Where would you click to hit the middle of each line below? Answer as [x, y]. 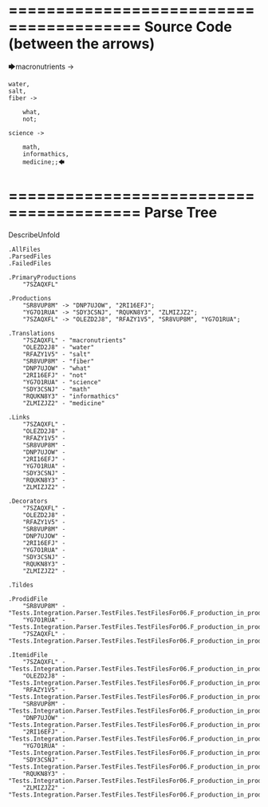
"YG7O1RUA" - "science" [62, 382]
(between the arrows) [82, 44]
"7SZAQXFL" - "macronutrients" [75, 340]
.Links [19, 417]
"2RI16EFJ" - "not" [55, 375]
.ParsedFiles [30, 256]
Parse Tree [181, 213]
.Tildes [21, 585]
